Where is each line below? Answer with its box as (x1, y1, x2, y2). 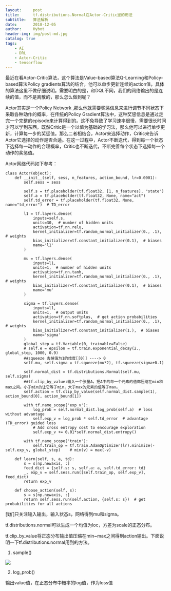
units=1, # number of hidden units (32, 265, 111, 270)
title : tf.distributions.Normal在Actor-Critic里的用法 (5, 12, 132, 17)
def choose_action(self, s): (14, 488, 77, 493)
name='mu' (32, 288, 54, 293)
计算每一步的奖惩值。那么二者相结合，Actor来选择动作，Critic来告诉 (14, 130, 159, 136)
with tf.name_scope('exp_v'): (24, 403, 88, 408)
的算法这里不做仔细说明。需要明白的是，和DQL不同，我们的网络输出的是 (5, 88, 159, 94)
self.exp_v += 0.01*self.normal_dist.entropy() (32, 429, 137, 435)
